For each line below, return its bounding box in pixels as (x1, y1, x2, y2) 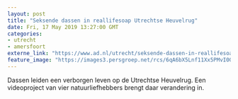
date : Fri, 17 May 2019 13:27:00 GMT (7, 23, 119, 30)
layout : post (7, 10, 46, 18)
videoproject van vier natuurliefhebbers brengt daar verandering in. (7, 83, 205, 92)
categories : (7, 30, 42, 37)
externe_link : (7, 50, 50, 57)
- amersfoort (7, 43, 46, 50)
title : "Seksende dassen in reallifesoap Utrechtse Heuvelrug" (7, 17, 198, 24)
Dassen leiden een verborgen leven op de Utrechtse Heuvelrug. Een (7, 76, 206, 84)
